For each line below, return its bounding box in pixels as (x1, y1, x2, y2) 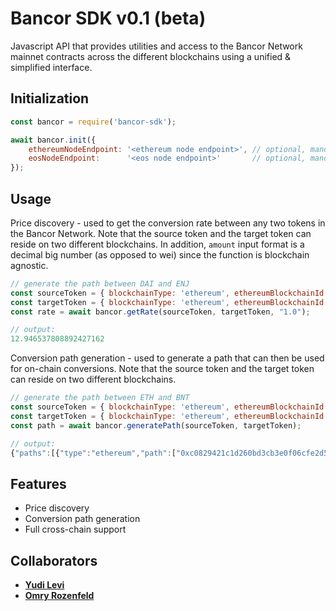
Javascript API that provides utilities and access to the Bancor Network (10, 40, 303, 52)
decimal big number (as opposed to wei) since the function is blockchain (10, 248, 310, 261)
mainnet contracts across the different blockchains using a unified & (10, 50, 292, 62)
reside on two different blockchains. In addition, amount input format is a (10, 238, 305, 250)
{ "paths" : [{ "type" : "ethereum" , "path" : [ (10, 448, 177, 458)
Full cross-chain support (24, 523, 127, 536)
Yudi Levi (24, 579, 65, 591)
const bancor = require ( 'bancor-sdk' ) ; (10, 117, 177, 127)
